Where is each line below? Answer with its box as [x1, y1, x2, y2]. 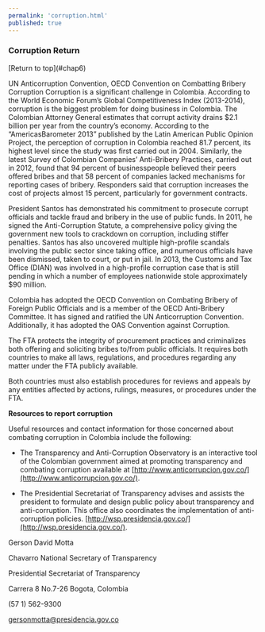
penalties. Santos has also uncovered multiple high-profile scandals [8, 237, 230, 247]
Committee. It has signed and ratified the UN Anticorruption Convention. [8, 311, 244, 322]
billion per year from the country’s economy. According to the [8, 121, 209, 130]
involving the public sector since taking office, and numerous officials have [8, 245, 253, 255]
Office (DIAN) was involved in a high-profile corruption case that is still [8, 263, 240, 272]
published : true [8, 19, 62, 27]
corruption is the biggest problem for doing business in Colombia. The [8, 104, 238, 114]
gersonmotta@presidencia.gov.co [8, 615, 119, 624]
